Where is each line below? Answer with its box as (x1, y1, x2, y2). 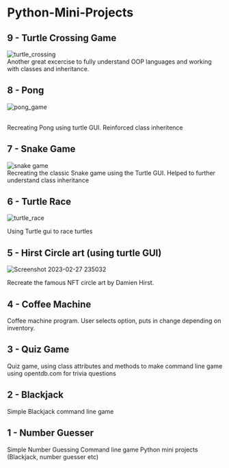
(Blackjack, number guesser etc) (7, 452, 99, 460)
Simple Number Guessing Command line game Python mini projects (7, 445, 198, 454)
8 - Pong (7, 84, 44, 97)
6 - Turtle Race (7, 196, 72, 208)
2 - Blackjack (7, 389, 64, 401)
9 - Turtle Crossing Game (7, 32, 117, 44)
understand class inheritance (7, 176, 90, 184)
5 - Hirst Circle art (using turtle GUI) (7, 247, 162, 258)
